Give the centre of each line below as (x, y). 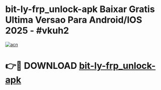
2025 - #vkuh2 (37, 31)
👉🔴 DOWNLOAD (41, 66)
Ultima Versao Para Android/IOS (74, 20)
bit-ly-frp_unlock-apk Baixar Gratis (80, 9)
